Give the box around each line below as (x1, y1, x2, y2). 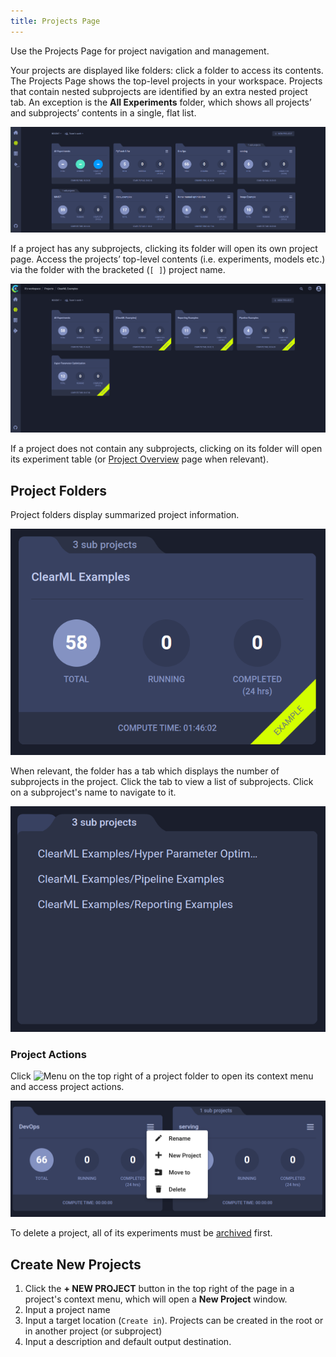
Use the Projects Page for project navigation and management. (10, 45, 270, 57)
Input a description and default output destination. (24, 1335, 232, 1347)
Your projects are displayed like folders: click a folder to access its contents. (10, 64, 324, 76)
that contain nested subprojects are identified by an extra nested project (10, 85, 308, 97)
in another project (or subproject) (24, 1325, 163, 1337)
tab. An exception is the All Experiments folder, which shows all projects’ (10, 96, 312, 108)
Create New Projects (10, 1256, 142, 1273)
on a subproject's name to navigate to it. (10, 786, 177, 799)
